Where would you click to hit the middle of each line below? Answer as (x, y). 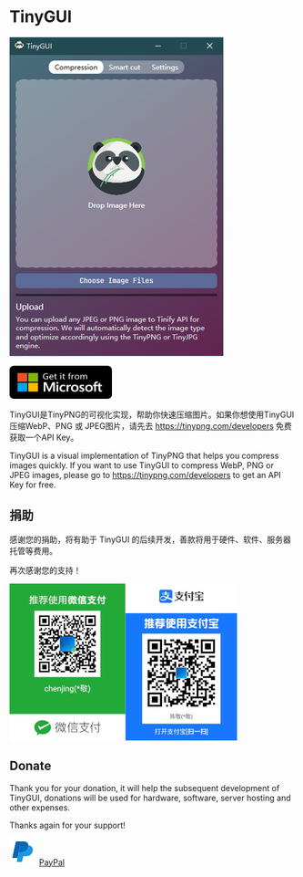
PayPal (52, 862)
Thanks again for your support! (67, 825)
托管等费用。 (33, 550)
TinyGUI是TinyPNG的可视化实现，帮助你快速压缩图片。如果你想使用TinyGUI (152, 414)
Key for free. (33, 485)
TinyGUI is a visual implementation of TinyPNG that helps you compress (144, 455)
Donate (30, 766)
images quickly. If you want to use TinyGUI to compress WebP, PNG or (142, 465)
